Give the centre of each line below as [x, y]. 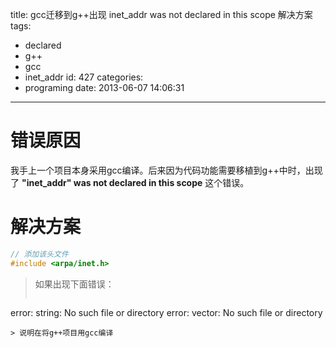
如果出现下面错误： [74, 284]
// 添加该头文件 [39, 254]
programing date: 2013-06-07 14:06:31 [104, 87]
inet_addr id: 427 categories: [84, 77]
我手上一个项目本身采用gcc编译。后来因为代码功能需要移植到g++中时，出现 [166, 170]
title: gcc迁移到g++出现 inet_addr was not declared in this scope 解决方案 [161, 14]
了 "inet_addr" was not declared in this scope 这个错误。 [130, 182]
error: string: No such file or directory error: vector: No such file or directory [166, 312]
